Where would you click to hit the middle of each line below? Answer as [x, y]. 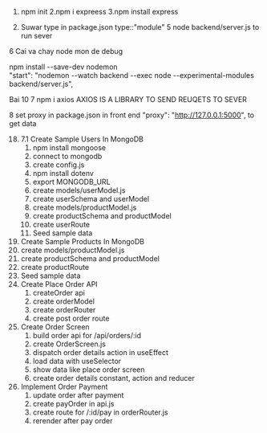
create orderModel [64, 301]
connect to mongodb [67, 156]
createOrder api [59, 293]
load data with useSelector [77, 361]
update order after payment [78, 395]
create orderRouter [64, 310]
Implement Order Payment [64, 386]
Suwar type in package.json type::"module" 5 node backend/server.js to [140, 27]
